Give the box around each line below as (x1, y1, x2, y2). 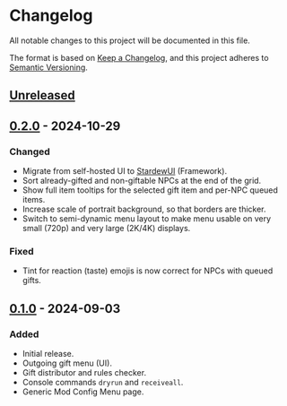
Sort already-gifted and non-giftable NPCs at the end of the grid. (22, 176, 262, 186)
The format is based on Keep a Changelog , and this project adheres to (9, 52, 269, 63)
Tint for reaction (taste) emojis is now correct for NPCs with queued (22, 265, 274, 276)
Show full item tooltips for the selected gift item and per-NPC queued (22, 185, 278, 195)
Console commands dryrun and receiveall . (22, 377, 184, 387)
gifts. (22, 275, 42, 286)
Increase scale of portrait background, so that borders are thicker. (22, 203, 266, 215)
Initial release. (22, 349, 74, 358)
